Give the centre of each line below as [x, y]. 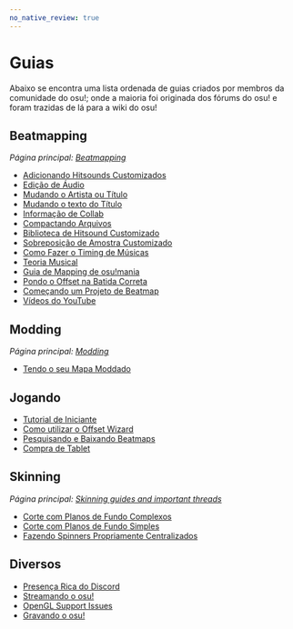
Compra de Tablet [56, 448]
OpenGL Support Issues [67, 605]
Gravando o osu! [54, 615]
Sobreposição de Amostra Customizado [97, 243]
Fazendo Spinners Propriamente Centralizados [110, 535]
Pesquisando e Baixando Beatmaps [89, 439]
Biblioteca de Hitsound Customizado [91, 234]
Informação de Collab [63, 214]
